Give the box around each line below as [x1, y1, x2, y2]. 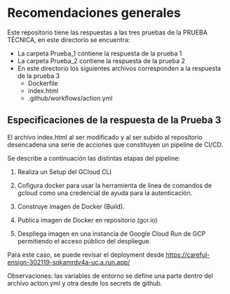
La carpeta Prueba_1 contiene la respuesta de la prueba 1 [17, 49, 182, 58]
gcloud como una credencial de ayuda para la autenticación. [17, 188, 193, 197]
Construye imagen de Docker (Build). [17, 202, 125, 211]
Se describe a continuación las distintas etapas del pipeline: [7, 154, 181, 162]
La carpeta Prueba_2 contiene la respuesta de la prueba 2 [17, 56, 186, 65]
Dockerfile [27, 79, 58, 87]
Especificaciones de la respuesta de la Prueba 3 [7, 114, 222, 126]
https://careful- [165, 250, 210, 259]
